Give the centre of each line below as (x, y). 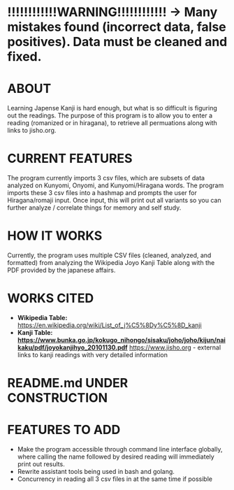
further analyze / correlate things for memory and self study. (94, 208)
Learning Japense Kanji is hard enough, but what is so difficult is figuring (112, 108)
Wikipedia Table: (42, 317)
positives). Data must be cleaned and (117, 42)
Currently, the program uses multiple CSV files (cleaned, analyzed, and (109, 255)
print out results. (41, 464)
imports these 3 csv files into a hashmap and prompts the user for (102, 193)
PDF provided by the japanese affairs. (61, 270)
